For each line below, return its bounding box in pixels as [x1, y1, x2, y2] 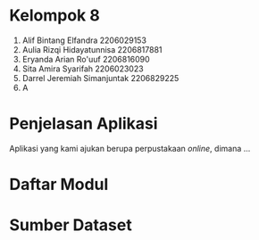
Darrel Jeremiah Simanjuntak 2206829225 [21, 72, 180, 83]
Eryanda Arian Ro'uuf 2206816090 [21, 54, 150, 64]
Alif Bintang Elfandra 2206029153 [21, 35, 147, 46]
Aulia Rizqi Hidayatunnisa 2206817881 [21, 44, 163, 54]
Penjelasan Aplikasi [9, 113, 158, 134]
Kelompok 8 [9, 5, 100, 26]
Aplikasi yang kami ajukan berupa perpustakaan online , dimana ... [9, 143, 251, 153]
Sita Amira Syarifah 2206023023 [21, 63, 145, 74]
